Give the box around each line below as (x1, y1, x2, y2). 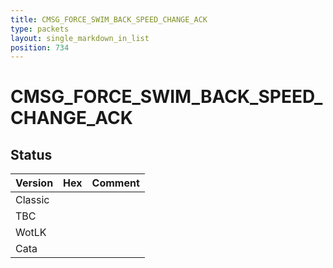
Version (15, 176, 54, 190)
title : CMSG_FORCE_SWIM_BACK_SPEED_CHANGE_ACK (10, 14, 208, 25)
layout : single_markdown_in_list (10, 33, 150, 43)
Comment (91, 176, 140, 190)
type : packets (10, 24, 70, 34)
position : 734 (10, 42, 70, 53)
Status (10, 146, 53, 163)
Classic (15, 193, 50, 207)
